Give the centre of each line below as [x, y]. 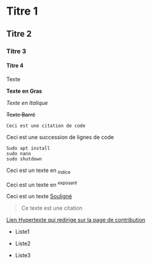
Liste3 [23, 255]
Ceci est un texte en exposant [42, 184]
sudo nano [19, 154]
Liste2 [23, 244]
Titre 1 [22, 11]
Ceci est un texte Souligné [39, 196]
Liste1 [22, 232]
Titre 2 [19, 34]
